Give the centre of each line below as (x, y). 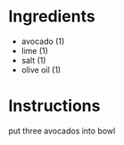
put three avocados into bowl (62, 131)
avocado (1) (43, 41)
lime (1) (34, 50)
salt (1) (33, 60)
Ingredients (52, 17)
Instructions (54, 106)
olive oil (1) (41, 70)
